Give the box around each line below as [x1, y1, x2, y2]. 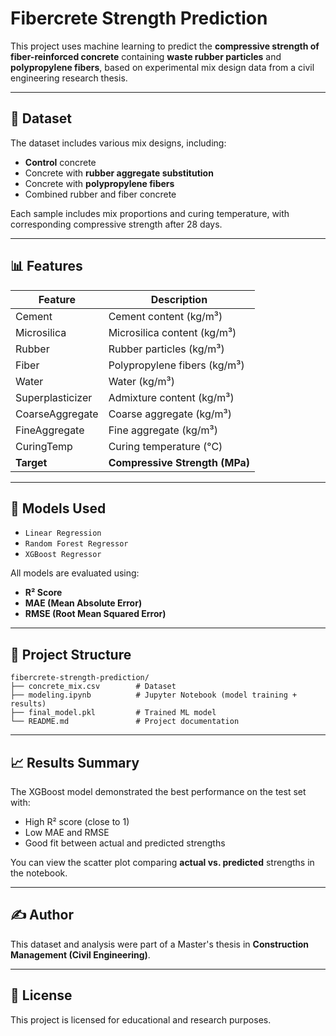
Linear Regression [24, 528, 102, 539]
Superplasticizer [15, 390, 93, 404]
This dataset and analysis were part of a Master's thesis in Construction [10, 938, 310, 950]
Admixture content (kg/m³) [108, 390, 235, 404]
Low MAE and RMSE [24, 827, 110, 838]
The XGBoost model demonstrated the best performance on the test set [10, 786, 307, 797]
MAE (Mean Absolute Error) [24, 597, 143, 609]
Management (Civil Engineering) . [10, 948, 151, 961]
